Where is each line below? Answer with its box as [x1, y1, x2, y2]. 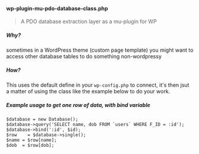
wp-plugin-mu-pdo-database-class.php [6, 5, 108, 12]
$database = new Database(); [6, 117, 78, 122]
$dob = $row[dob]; [6, 143, 55, 149]
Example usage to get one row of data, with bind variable [6, 101, 150, 108]
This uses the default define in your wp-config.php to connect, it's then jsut [6, 81, 189, 89]
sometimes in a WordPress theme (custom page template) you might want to [6, 46, 194, 54]
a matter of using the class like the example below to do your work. [6, 88, 170, 95]
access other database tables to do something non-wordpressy [6, 53, 162, 60]
